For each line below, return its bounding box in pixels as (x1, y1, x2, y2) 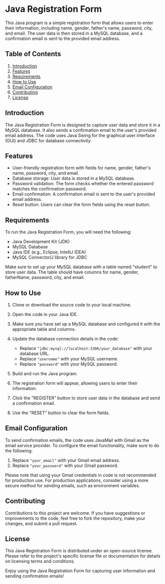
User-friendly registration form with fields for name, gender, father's (12, 165, 151, 171)
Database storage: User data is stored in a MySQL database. (12, 175, 135, 181)
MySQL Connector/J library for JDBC (12, 254, 88, 260)
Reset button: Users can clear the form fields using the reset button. (12, 201, 151, 208)
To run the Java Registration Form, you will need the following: (5, 229, 132, 235)
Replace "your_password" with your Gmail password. (12, 463, 119, 468)
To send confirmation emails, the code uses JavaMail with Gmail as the (5, 437, 149, 443)
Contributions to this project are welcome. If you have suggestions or (5, 510, 145, 516)
